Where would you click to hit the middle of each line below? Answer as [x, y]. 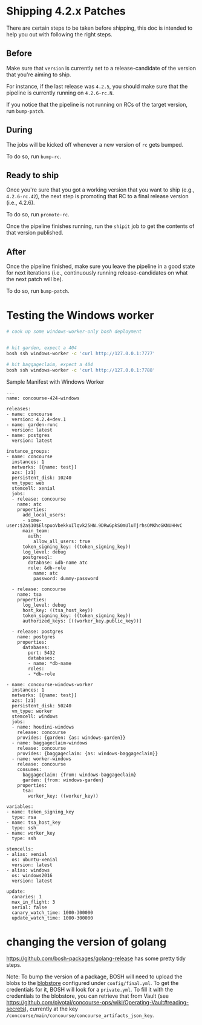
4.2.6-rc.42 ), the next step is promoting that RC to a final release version [97, 196]
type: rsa [24, 817]
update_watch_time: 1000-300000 [53, 918]
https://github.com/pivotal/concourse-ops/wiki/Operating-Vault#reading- [98, 1003]
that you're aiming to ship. [39, 75]
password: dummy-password [66, 578]
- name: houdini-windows [43, 727]
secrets [16, 1009]
